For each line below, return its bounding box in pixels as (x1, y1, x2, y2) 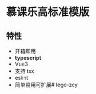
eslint (14, 74, 28, 81)
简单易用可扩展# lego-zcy (14, 81, 78, 88)
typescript (14, 54, 41, 61)
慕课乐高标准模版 (6, 5, 90, 19)
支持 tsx (14, 67, 34, 74)
